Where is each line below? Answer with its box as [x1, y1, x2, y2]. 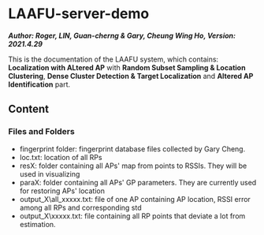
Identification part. [8, 80, 71, 89]
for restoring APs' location [19, 186, 105, 196]
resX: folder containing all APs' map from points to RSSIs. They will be [19, 161, 247, 170]
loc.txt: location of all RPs [19, 152, 102, 162]
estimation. [19, 219, 57, 229]
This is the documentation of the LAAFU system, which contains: [8, 54, 219, 64]
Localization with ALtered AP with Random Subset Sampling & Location [8, 62, 246, 72]
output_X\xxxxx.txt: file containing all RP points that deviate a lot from [19, 211, 246, 221]
